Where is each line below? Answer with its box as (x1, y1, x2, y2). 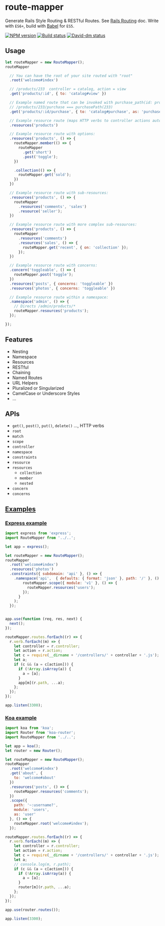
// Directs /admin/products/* (14, 304, 76, 309)
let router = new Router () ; (5, 748, 63, 753)
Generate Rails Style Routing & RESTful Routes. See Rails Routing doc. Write (5, 18, 159, 24)
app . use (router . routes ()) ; (5, 907, 60, 912)
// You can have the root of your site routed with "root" (9, 73, 133, 78)
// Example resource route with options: (9, 132, 96, 137)
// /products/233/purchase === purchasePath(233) (9, 105, 113, 110)
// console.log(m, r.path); (14, 862, 71, 867)
